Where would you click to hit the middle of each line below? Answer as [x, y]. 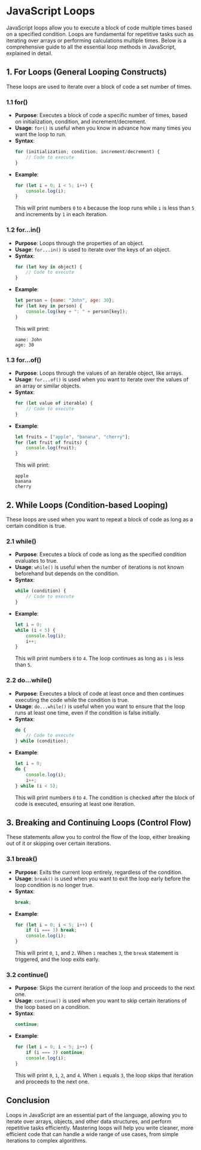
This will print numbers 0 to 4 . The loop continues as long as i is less [99, 658]
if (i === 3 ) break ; [51, 930]
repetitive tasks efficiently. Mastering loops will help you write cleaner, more [100, 1128]
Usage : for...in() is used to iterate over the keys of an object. [93, 249]
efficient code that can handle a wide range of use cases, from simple [92, 1134]
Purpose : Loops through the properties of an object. [80, 243]
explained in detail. [29, 53]
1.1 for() [17, 102]
